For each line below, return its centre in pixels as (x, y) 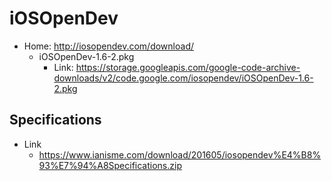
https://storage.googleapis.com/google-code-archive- (188, 67)
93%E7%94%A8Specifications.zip (110, 165)
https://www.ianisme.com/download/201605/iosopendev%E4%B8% (180, 154)
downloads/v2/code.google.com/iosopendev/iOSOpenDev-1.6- (183, 78)
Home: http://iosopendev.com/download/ (108, 46)
